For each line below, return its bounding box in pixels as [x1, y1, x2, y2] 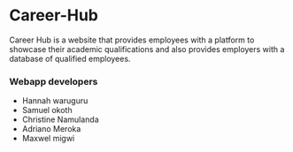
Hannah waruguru [21, 95, 89, 106]
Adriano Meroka [21, 124, 81, 134]
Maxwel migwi [21, 133, 75, 144]
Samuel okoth [21, 105, 73, 116]
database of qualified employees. [9, 53, 131, 64]
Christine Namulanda [21, 114, 99, 125]
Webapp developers [9, 75, 98, 87]
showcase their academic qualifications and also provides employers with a [9, 43, 285, 54]
